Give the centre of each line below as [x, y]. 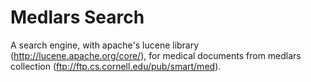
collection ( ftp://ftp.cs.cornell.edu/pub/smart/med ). [116, 66]
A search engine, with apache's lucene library [105, 45]
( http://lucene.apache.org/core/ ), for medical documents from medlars [156, 55]
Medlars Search [77, 17]
